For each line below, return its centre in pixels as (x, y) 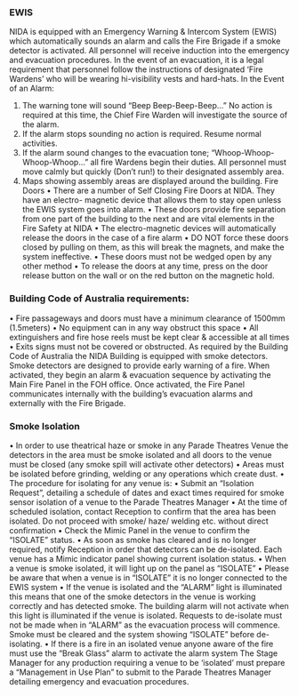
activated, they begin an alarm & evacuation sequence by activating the (140, 374)
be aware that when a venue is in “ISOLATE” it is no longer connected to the (148, 577)
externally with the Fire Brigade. (68, 403)
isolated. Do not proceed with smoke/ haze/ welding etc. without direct (139, 521)
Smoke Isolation (44, 426)
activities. (40, 143)
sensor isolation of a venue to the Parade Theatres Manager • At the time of (148, 502)
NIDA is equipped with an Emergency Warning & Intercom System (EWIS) (143, 32)
